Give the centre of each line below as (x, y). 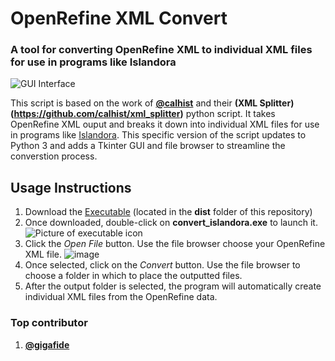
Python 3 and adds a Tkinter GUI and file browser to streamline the (148, 146)
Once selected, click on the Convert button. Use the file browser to (162, 265)
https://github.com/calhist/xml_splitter (97, 114)
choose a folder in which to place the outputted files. (133, 276)
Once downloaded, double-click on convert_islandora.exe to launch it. (171, 223)
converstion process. (54, 156)
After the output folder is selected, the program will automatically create (173, 286)
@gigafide (47, 344)
